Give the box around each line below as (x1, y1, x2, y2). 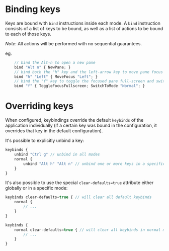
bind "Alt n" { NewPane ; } (14, 64, 71, 70)
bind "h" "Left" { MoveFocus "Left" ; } (14, 74, 98, 79)
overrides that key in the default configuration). (5, 128, 103, 134)
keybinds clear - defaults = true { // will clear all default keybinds (5, 195, 152, 200)
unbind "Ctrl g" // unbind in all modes (14, 152, 100, 157)
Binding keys (5, 4, 60, 15)
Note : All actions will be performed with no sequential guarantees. (5, 40, 142, 46)
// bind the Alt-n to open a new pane (14, 60, 96, 65)
